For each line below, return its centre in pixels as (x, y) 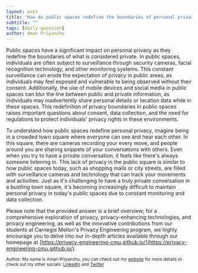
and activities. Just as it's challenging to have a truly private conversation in (98, 181)
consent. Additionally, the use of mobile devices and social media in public (97, 88)
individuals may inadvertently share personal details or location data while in (99, 100)
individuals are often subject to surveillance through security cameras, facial (99, 63)
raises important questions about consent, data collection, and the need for (98, 113)
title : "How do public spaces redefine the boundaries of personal (91, 17)
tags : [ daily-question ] (35, 28)
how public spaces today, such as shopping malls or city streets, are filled (96, 168)
